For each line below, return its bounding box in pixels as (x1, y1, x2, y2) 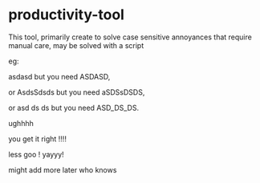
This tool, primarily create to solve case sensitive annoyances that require (8, 32, 253, 42)
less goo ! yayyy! (8, 149, 64, 159)
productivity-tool (8, 6, 124, 24)
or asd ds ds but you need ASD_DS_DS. (8, 103, 139, 112)
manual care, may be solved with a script (8, 40, 144, 50)
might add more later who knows (8, 165, 117, 174)
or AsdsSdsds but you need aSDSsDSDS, (8, 87, 145, 97)
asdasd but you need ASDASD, (8, 71, 111, 81)
